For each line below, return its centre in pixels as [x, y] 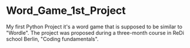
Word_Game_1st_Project [66, 11]
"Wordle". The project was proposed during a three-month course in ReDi [95, 32]
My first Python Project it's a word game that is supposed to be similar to [94, 27]
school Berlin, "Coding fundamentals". [52, 39]
